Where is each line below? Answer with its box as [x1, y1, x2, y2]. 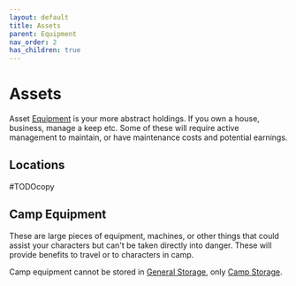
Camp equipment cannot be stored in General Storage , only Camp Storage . [9, 267, 283, 277]
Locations [9, 158, 65, 173]
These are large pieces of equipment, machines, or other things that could [9, 230, 280, 241]
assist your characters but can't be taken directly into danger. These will [9, 240, 272, 251]
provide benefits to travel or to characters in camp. [9, 249, 194, 259]
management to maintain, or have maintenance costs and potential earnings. [9, 132, 288, 143]
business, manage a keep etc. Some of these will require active [9, 123, 239, 134]
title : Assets [9, 21, 62, 30]
